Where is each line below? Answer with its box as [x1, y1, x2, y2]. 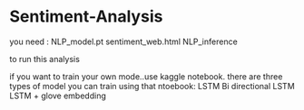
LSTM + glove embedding [9, 90, 106, 101]
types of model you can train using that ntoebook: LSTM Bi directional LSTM [9, 80, 295, 91]
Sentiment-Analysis [9, 6, 163, 27]
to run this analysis [9, 53, 80, 64]
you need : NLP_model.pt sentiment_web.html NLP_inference [9, 36, 238, 47]
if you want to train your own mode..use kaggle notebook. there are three [9, 70, 283, 82]
